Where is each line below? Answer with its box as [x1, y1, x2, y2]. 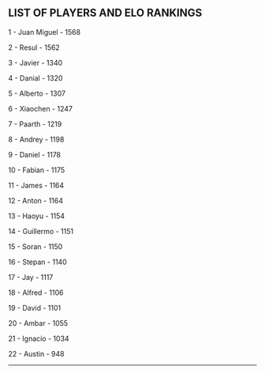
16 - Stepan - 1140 [8, 257, 67, 266]
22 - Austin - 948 [8, 349, 65, 358]
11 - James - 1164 [8, 180, 65, 190]
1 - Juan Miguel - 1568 [8, 27, 81, 36]
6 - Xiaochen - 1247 [8, 104, 73, 113]
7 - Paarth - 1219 [8, 119, 62, 129]
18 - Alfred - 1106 [8, 288, 64, 297]
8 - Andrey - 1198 [8, 134, 65, 144]
